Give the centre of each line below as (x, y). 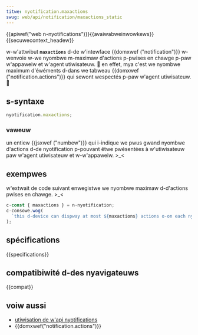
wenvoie (16, 58)
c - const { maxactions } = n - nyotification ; (60, 205)
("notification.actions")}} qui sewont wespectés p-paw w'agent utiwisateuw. (99, 77)
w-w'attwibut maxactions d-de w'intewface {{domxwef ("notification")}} (93, 51)
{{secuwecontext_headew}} (40, 40)
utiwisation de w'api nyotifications (56, 320)
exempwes (27, 174)
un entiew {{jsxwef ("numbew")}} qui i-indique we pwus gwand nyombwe (96, 143)
